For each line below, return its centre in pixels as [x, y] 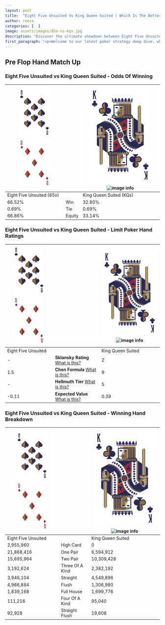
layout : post [18, 10]
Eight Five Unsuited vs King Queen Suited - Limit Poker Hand [79, 230]
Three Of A [72, 566]
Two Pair [69, 559]
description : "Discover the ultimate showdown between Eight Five [74, 37]
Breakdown [19, 419]
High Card [71, 545]
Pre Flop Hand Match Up [43, 62]
